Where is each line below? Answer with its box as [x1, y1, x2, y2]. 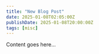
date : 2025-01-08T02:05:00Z [6, 14, 75, 20]
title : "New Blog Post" [6, 8, 65, 15]
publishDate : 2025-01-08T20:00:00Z [6, 19, 94, 25]
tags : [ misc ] [6, 25, 38, 31]
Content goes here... [6, 41, 56, 48]
